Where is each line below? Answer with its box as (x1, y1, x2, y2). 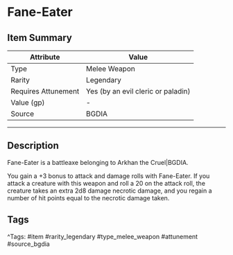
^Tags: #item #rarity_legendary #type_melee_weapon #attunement (7, 232, 198, 240)
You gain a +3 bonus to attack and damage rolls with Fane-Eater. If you (7, 171, 210, 180)
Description (7, 140, 59, 152)
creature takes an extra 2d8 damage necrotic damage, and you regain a (7, 186, 213, 195)
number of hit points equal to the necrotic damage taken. (7, 193, 170, 202)
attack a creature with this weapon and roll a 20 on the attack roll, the (7, 179, 206, 187)
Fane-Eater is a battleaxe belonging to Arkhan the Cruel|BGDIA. (7, 158, 189, 166)
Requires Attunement (10, 87, 80, 96)
